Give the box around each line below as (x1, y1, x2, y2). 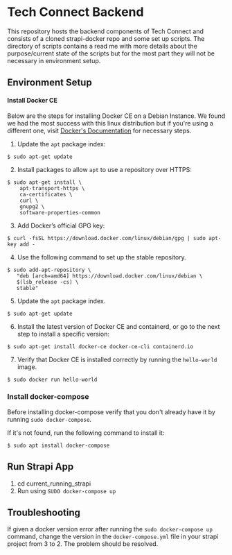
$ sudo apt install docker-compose (7, 442, 110, 449)
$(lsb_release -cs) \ (16, 278, 79, 285)
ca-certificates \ (19, 191, 73, 198)
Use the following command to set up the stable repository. (17, 253, 187, 261)
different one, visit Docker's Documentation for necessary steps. (7, 126, 192, 135)
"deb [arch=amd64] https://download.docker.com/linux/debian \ (16, 272, 203, 280)
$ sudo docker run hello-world (7, 376, 98, 383)
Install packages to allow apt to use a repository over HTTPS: (17, 165, 192, 173)
